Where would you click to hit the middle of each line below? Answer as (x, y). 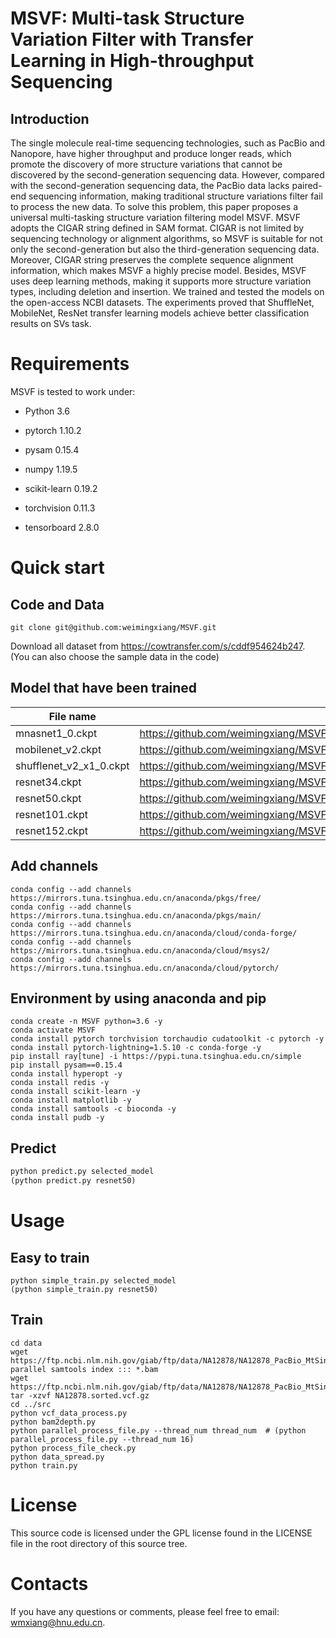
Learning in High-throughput (132, 61)
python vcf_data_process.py (69, 1413)
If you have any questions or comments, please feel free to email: (145, 1611)
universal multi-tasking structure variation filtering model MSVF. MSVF (155, 217)
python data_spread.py (57, 1457)
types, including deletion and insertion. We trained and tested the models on (167, 291)
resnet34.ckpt (48, 782)
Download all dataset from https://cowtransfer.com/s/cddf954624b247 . (158, 646)
